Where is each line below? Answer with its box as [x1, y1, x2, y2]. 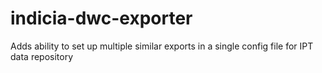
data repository [10, 50, 74, 62]
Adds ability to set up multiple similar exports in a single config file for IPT [10, 40, 314, 52]
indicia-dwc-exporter [10, 7, 193, 30]
